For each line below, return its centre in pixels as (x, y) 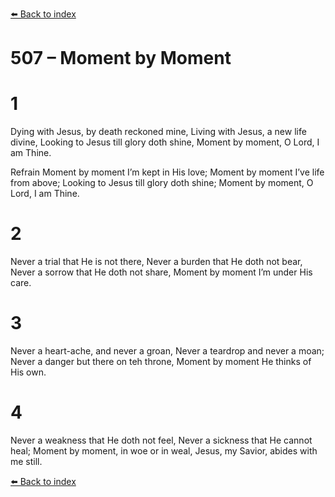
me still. (26, 461)
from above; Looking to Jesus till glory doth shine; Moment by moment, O (162, 183)
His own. (28, 372)
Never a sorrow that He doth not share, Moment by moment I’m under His (161, 272)
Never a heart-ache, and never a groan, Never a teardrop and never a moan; (167, 351)
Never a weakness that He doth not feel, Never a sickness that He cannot (161, 440)
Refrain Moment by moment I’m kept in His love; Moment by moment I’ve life (167, 172)
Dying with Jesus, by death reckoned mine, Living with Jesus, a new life (158, 132)
